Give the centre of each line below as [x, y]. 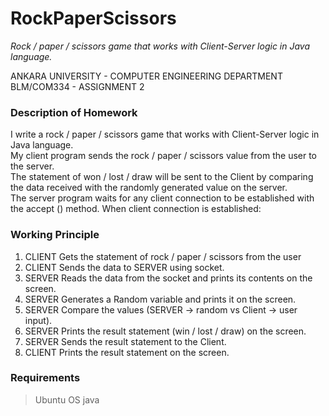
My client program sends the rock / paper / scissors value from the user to [164, 156]
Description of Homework [74, 112]
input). [38, 320]
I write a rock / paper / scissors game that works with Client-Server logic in [165, 134]
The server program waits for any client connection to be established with [162, 198]
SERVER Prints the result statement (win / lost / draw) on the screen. [165, 331]
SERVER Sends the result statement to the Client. [125, 341]
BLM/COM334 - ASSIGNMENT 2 [77, 86]
